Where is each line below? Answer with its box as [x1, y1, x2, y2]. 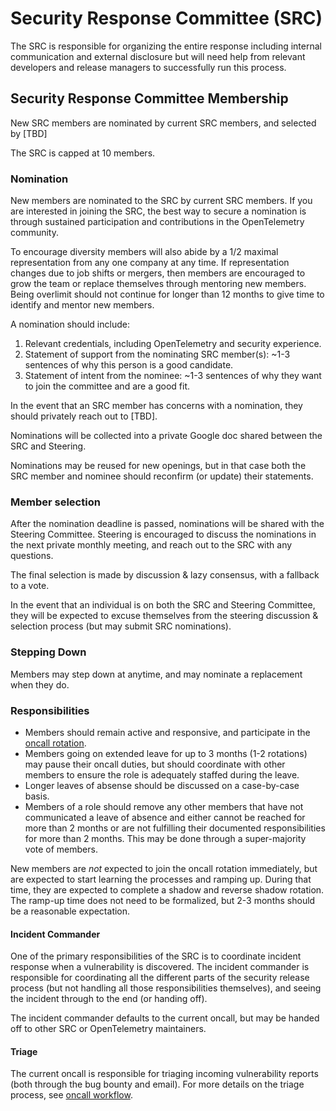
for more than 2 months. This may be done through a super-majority [24, 832, 307, 844]
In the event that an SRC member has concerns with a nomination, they [10, 400, 303, 412]
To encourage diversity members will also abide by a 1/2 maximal [10, 246, 279, 258]
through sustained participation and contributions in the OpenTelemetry [10, 216, 305, 228]
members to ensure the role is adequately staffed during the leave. [24, 768, 300, 781]
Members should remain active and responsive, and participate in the [24, 726, 311, 738]
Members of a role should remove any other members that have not [24, 800, 304, 812]
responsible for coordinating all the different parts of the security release [10, 972, 310, 984]
